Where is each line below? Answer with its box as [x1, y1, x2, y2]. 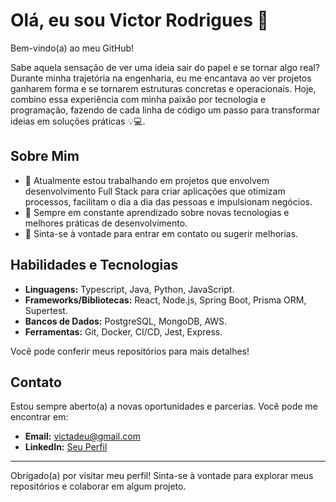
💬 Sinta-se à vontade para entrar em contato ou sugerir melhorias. [24, 227, 299, 239]
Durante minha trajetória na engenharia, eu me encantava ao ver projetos [10, 72, 312, 84]
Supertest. [24, 304, 68, 316]
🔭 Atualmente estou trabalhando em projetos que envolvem [24, 174, 270, 186]
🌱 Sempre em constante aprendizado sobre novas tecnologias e [24, 206, 290, 218]
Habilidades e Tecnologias [10, 257, 179, 274]
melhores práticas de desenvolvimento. [24, 217, 188, 229]
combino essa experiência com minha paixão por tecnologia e [10, 93, 267, 105]
